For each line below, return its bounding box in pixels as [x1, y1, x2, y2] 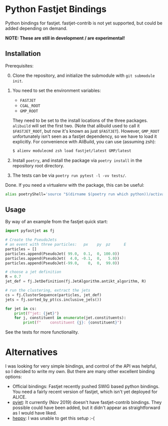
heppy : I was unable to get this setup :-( [12, 416, 95, 422]
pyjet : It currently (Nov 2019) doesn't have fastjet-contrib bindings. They [12, 400, 162, 406]
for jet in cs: [5, 306, 37, 311]
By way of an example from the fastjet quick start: [5, 219, 108, 225]
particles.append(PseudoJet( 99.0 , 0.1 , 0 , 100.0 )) [5, 251, 120, 256]
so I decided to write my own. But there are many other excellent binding [5, 369, 155, 375]
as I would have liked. [12, 410, 57, 416]
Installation [5, 49, 41, 58]
